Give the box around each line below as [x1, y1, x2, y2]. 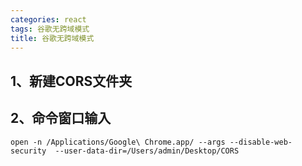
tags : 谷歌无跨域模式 [10, 24, 90, 34]
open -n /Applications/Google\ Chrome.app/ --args [10, 137, 226, 147]
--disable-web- [229, 137, 293, 147]
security [10, 146, 47, 156]
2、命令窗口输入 [10, 110, 112, 127]
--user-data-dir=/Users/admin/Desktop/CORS [54, 146, 240, 156]
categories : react [10, 14, 87, 25]
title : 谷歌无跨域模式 [10, 33, 95, 43]
